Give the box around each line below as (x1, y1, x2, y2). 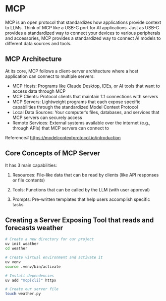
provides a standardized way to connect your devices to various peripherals (5, 30, 161, 36)
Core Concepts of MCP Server (5, 149, 101, 158)
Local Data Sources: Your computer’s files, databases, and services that (12, 109, 160, 115)
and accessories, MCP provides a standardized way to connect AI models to (5, 35, 161, 41)
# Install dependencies (5, 273, 55, 278)
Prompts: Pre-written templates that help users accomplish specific (12, 196, 150, 202)
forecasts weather (5, 224, 63, 232)
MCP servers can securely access (12, 115, 83, 120)
